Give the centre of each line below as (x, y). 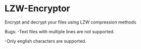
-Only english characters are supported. (46, 41)
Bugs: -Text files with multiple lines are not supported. (60, 31)
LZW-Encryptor (37, 9)
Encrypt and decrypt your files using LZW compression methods (70, 22)
